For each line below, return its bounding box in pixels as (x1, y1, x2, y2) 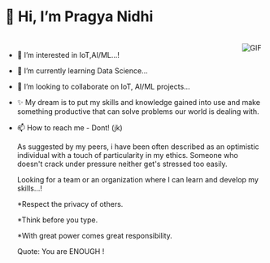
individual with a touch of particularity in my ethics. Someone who (16, 150, 238, 160)
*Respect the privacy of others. (16, 199, 124, 208)
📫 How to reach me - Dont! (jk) (16, 122, 123, 133)
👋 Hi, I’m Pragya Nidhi (5, 7, 154, 26)
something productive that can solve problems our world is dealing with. (16, 106, 259, 116)
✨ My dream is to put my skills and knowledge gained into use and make (16, 97, 261, 107)
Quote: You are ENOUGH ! (16, 246, 105, 256)
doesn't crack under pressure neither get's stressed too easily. (16, 159, 228, 169)
